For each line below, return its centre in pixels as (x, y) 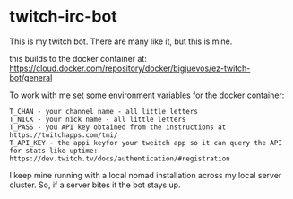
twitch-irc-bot (64, 17)
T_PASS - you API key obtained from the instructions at (118, 127)
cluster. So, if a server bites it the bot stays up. (95, 185)
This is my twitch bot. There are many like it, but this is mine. (121, 41)
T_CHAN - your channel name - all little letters (104, 111)
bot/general (31, 77)
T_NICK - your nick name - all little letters (98, 119)
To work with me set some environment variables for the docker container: (147, 95)
